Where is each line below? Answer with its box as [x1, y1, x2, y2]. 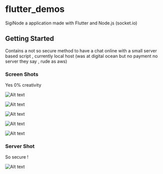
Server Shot [5, 143, 35, 150]
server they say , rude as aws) [5, 58, 67, 64]
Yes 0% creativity [5, 82, 41, 88]
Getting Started [5, 34, 54, 43]
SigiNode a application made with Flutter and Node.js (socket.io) [5, 20, 138, 26]
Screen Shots [5, 71, 39, 78]
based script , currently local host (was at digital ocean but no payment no [5, 53, 158, 59]
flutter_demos [5, 3, 65, 15]
